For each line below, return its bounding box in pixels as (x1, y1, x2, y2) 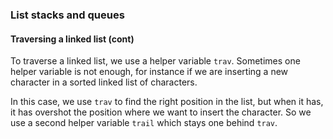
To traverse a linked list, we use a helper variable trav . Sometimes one (10, 55, 301, 67)
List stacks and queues (10, 8, 125, 22)
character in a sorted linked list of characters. (10, 76, 198, 88)
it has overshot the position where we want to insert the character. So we (10, 106, 312, 118)
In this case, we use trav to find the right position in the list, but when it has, (10, 96, 324, 108)
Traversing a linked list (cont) (10, 33, 135, 45)
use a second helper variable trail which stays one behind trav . (10, 117, 278, 129)
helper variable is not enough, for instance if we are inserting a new (10, 66, 289, 78)
